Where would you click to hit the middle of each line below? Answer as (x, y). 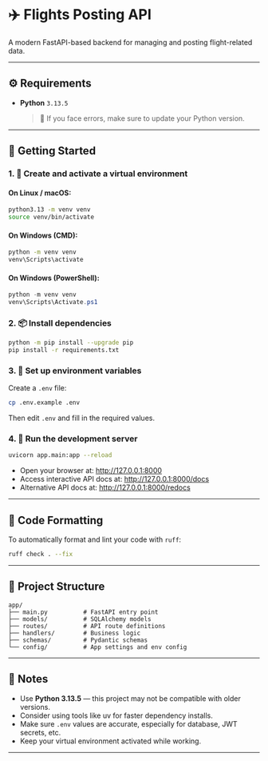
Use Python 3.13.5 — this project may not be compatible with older (130, 698)
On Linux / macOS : (40, 193)
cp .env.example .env (44, 403)
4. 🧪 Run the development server (73, 439)
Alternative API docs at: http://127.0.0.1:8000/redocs (105, 487)
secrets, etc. (40, 732)
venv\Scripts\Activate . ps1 (53, 302)
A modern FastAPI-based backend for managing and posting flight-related (130, 42)
